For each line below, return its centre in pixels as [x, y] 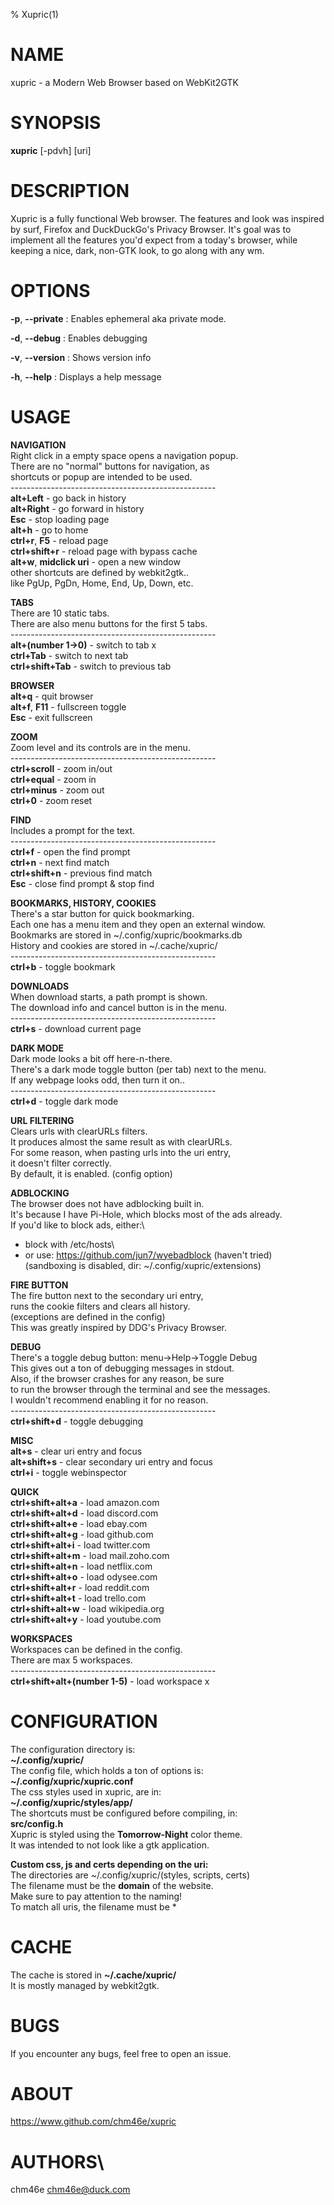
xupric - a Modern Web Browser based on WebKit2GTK [124, 82]
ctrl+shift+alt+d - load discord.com [84, 1513]
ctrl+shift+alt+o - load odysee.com [84, 1576]
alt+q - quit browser [52, 696]
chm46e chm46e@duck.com [70, 2190]
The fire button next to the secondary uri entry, [107, 1295]
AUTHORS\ [57, 2161]
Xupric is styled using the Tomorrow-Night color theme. [126, 1834]
